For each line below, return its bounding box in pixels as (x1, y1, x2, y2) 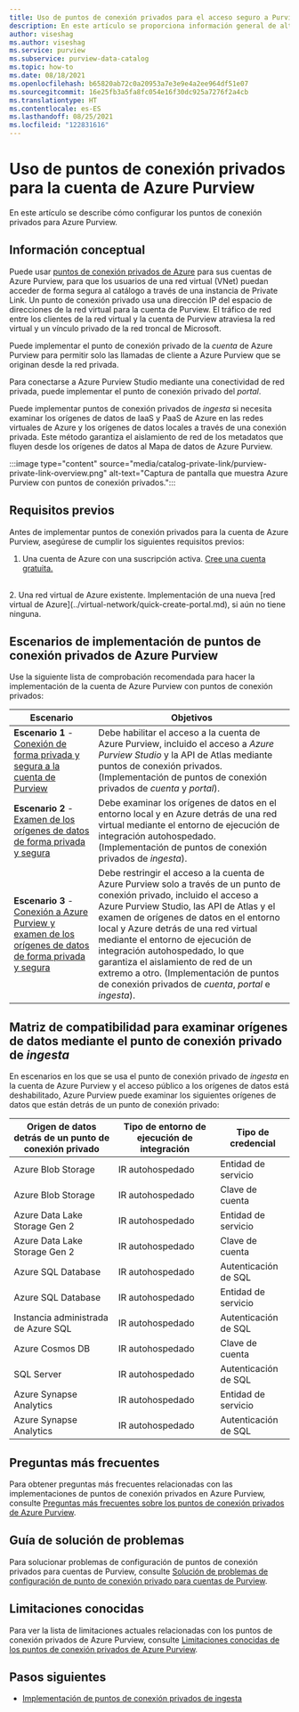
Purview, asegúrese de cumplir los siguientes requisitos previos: (9, 536, 245, 547)
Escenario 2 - (13, 802, 74, 815)
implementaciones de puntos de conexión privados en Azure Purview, (9, 1489, 266, 1498)
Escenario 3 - (13, 895, 74, 907)
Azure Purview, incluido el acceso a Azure (98, 738, 274, 751)
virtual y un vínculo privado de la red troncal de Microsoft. (9, 322, 222, 334)
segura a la (13, 760, 61, 773)
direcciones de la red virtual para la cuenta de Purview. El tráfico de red (9, 304, 271, 314)
